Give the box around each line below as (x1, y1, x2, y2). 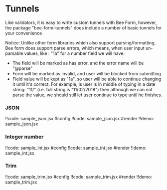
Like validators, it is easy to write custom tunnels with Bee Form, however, (5, 19, 157, 25)
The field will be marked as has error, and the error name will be (12, 60, 144, 66)
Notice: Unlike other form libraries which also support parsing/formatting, (5, 39, 156, 45)
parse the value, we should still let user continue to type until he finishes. (12, 92, 163, 98)
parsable (5, 50, 23, 56)
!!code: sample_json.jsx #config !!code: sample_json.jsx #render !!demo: (5, 116, 155, 122)
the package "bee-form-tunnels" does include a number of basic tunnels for (5, 24, 162, 30)
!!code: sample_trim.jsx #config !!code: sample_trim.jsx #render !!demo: (5, 174, 152, 180)
